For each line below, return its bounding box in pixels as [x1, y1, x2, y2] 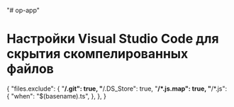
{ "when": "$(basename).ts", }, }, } [6, 91, 107, 100]
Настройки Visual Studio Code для [6, 31, 219, 47]
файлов [6, 61, 54, 77]
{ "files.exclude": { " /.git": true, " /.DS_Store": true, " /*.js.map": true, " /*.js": [6, 84, 228, 93]
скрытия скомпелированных [6, 46, 189, 62]
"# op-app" [6, 6, 40, 14]
